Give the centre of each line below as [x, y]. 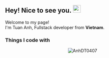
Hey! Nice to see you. [38, 10]
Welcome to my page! [27, 22]
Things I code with [27, 40]
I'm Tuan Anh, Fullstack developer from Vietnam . [55, 27]
